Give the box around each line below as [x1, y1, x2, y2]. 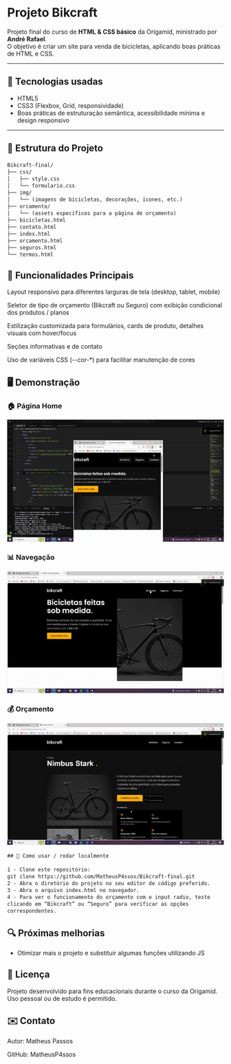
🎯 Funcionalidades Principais [7, 270, 134, 281]
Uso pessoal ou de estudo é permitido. [7, 994, 117, 1002]
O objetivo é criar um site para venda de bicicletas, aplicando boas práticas [7, 42, 221, 50]
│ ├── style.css [7, 175, 60, 182]
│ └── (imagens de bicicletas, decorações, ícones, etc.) [7, 196, 184, 203]
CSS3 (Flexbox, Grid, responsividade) [16, 101, 124, 109]
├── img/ [7, 189, 32, 196]
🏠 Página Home [7, 401, 63, 411]
